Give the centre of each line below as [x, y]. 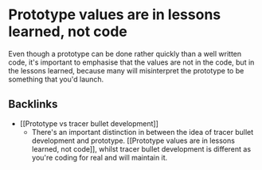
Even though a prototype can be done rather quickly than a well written [125, 53]
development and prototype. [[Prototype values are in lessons [133, 140]
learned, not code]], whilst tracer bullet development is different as [141, 148]
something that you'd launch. [56, 79]
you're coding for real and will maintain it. [100, 157]
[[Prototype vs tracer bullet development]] [89, 123]
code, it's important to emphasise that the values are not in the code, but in [131, 62]
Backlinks [33, 104]
